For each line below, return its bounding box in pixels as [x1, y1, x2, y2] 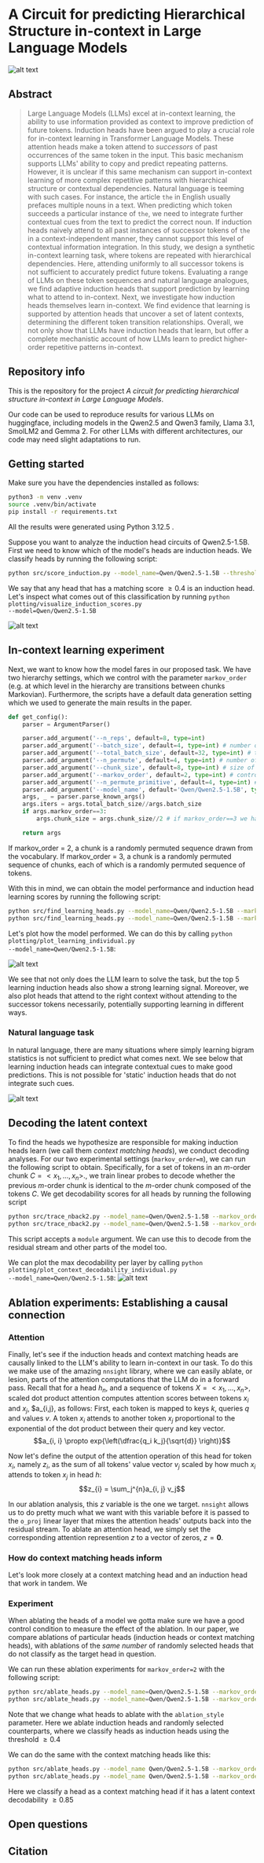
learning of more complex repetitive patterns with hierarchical [27, 175, 228, 185]
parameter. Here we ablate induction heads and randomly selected [8, 1718, 224, 1728]
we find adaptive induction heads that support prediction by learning [27, 284, 250, 293]
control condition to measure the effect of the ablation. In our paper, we [8, 1624, 240, 1634]
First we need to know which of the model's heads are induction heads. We [8, 546, 252, 555]
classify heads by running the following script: [8, 554, 158, 563]
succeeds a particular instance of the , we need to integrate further [27, 208, 244, 218]
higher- [223, 334, 248, 343]
